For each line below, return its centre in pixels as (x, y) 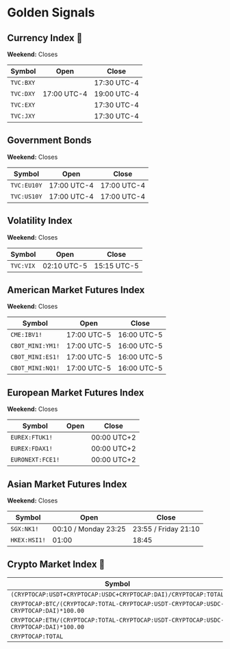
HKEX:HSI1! (28, 540)
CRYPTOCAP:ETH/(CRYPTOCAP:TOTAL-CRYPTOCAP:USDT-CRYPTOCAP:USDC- (117, 620)
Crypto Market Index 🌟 (56, 564)
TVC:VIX (23, 266)
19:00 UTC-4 (116, 94)
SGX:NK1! (25, 529)
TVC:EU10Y (26, 185)
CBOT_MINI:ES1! (35, 357)
